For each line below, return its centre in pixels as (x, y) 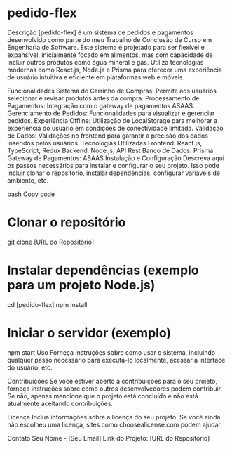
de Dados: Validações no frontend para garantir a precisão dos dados (108, 136)
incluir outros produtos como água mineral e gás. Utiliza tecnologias (105, 62)
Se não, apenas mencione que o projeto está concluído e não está (103, 396)
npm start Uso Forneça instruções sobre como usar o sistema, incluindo (111, 352)
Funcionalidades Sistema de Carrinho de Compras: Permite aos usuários (112, 91)
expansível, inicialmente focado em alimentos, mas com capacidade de (110, 55)
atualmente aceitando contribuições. (60, 403)
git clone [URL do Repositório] (51, 242)
